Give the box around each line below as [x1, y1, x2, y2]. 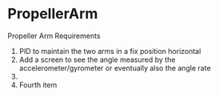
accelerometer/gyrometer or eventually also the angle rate [18, 63, 211, 72]
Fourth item [18, 80, 58, 90]
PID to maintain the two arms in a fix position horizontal [18, 46, 201, 56]
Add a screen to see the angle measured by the [18, 55, 176, 64]
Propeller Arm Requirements [7, 31, 101, 40]
